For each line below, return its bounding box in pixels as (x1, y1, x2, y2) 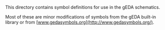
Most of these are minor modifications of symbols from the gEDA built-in (5, 14, 156, 19)
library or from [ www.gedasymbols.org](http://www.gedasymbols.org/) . (5, 19, 154, 25)
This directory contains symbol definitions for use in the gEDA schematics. (5, 4, 160, 10)
